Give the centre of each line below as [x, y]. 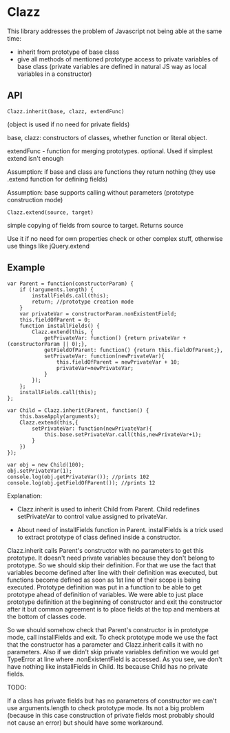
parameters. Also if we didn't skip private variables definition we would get [113, 652]
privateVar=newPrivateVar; [95, 368]
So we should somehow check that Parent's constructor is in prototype [108, 629]
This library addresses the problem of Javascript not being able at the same [115, 31]
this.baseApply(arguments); [60, 416]
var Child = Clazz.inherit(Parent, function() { [78, 410]
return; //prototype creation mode [83, 302]
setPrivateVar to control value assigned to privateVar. [92, 516]
